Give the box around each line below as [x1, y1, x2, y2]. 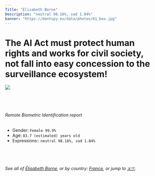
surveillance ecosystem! [5, 68, 108, 80]
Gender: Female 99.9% [12, 127, 56, 133]
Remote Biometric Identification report [5, 112, 82, 118]
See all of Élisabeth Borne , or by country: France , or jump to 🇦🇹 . [5, 165, 136, 171]
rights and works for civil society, [5, 47, 144, 59]
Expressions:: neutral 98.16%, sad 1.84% [12, 137, 95, 143]
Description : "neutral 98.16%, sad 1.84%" [5, 12, 93, 17]
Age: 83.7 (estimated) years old [12, 132, 80, 138]
